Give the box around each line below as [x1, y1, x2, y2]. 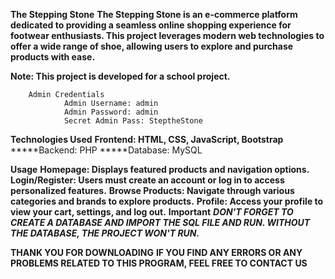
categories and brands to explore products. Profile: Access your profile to [10, 195, 324, 207]
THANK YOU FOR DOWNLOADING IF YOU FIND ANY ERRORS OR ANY [10, 247, 303, 258]
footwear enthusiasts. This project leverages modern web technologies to [10, 30, 325, 41]
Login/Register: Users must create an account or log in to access [10, 174, 285, 186]
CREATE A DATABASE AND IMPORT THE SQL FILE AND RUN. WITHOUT [10, 217, 311, 228]
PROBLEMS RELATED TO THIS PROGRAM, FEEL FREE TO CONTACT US [10, 257, 308, 269]
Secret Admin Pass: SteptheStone [63, 116, 203, 126]
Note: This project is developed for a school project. [10, 70, 231, 82]
